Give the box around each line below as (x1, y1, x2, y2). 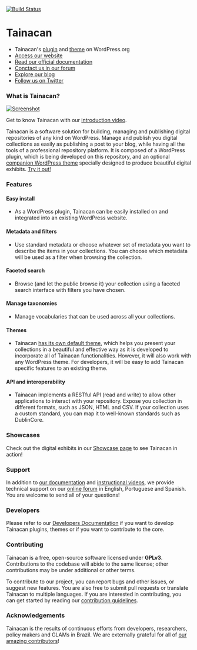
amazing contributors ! (6, 637, 60, 644)
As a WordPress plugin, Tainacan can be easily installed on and (14, 208, 168, 215)
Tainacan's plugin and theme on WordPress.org (14, 45, 131, 52)
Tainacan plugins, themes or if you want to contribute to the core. (6, 526, 165, 533)
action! (6, 451, 23, 458)
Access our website (14, 52, 63, 59)
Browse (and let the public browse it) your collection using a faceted (14, 280, 181, 287)
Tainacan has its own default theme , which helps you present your (14, 340, 176, 347)
